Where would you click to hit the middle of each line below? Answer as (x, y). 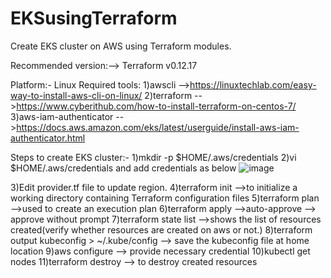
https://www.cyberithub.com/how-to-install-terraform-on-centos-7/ (156, 106)
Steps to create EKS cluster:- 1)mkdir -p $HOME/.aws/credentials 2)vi (153, 157)
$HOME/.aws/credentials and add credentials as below (123, 168)
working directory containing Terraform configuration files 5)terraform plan (165, 198)
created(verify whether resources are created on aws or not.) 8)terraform (161, 229)
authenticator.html (48, 138)
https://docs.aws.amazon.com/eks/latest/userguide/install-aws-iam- (158, 127)
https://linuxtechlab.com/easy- (253, 84)
